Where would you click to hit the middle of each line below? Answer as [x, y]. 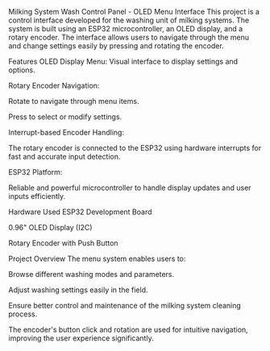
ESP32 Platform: [35, 172]
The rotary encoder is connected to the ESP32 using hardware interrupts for [135, 148]
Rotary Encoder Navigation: [54, 85]
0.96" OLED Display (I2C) [50, 227]
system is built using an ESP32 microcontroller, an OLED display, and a [126, 29]
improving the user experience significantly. [81, 338]
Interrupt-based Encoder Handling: [66, 132]
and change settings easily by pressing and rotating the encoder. [116, 46]
